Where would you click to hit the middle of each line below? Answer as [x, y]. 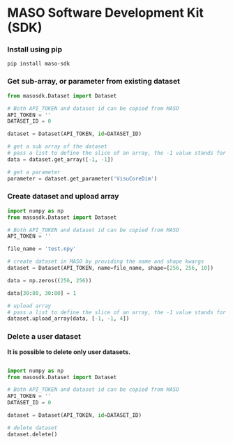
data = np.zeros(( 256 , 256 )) [50, 280]
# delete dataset [32, 428]
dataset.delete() [32, 434]
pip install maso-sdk [39, 64]
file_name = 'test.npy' [42, 249]
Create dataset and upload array [63, 197]
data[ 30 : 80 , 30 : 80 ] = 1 [42, 293]
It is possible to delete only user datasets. [69, 352]
